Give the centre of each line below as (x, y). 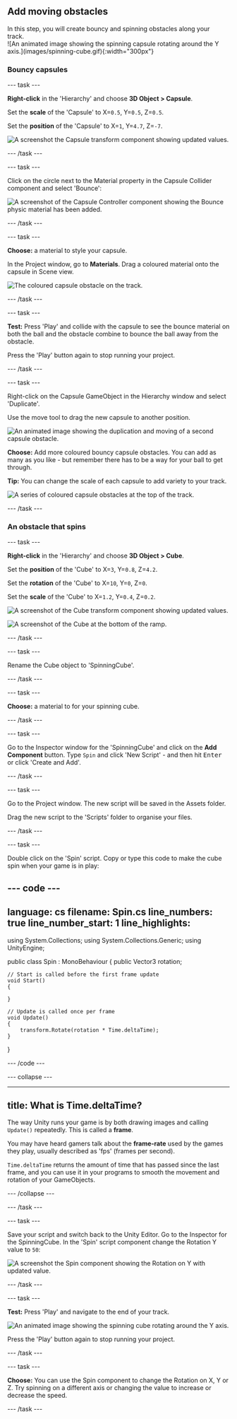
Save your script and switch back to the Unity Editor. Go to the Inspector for (117, 1235)
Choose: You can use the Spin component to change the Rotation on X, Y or (118, 1380)
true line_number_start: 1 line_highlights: (99, 923)
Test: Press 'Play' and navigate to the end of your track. (89, 1312)
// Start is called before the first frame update (83, 975)
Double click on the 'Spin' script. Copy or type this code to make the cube (115, 859)
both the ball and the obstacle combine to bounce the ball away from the (113, 334)
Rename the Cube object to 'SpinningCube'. (71, 665)
